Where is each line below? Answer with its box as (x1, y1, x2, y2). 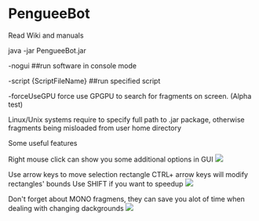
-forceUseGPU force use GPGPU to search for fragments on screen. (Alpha (8, 91, 252, 100)
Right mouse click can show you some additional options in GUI (8, 154, 213, 164)
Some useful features (8, 138, 78, 147)
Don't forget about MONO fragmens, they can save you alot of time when (8, 194, 245, 204)
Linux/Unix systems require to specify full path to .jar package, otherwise (8, 114, 245, 124)
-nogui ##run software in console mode (8, 60, 137, 71)
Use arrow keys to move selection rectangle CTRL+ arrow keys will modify (8, 169, 249, 179)
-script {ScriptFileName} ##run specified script (8, 76, 161, 85)
